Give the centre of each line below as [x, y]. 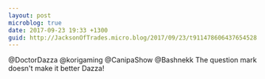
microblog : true [35, 23]
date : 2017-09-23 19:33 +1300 [58, 30]
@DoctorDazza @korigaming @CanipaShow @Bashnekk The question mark [132, 60]
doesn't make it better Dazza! [56, 69]
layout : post [30, 15]
